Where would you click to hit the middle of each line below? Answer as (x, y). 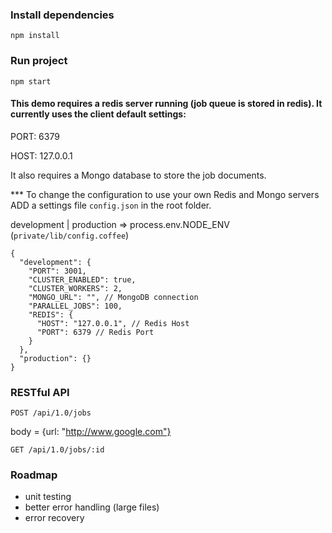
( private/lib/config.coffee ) (70, 235)
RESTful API (40, 392)
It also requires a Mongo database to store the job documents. (138, 175)
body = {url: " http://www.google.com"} (91, 432)
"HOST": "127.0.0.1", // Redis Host (113, 323)
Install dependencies (62, 15)
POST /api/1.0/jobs (51, 413)
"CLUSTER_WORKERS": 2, (75, 288)
